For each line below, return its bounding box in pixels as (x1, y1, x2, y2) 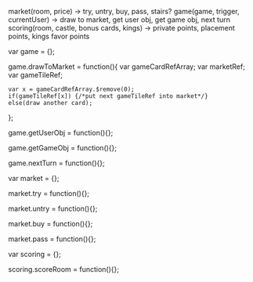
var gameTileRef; (8, 70, 63, 79)
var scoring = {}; (8, 250, 61, 258)
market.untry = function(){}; (8, 204, 98, 213)
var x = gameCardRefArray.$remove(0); (8, 85, 135, 93)
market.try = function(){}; (8, 189, 90, 198)
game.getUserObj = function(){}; (8, 128, 114, 137)
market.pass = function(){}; (8, 234, 96, 244)
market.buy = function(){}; (8, 219, 93, 228)
